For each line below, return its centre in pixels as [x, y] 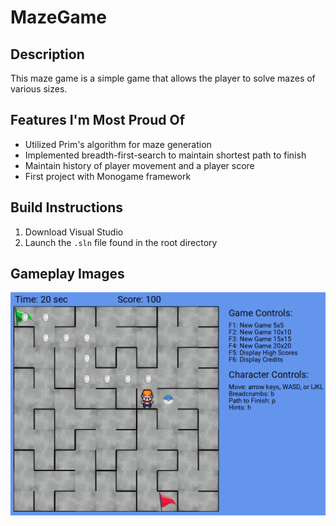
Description [47, 54]
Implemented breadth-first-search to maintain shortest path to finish [165, 155]
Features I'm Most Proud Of [98, 120]
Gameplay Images [67, 274]
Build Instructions [67, 207]
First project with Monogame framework [108, 176]
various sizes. [39, 89]
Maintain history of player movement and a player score [139, 165]
